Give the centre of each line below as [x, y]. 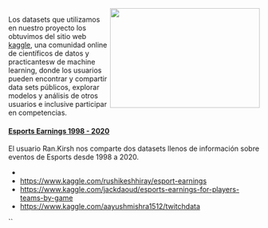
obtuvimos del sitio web [47, 36]
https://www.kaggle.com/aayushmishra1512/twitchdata [110, 206]
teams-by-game [46, 198]
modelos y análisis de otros [53, 96]
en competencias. [38, 112]
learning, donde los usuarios [55, 70]
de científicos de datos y [49, 53]
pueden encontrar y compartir [58, 79]
